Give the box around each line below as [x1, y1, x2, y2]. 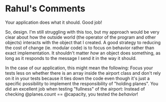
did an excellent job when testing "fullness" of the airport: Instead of [5, 86, 145, 92]
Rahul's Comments [5, 3, 85, 14]
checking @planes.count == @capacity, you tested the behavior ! [5, 91, 138, 97]
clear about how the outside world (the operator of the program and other [5, 34, 156, 40]
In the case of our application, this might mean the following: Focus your [5, 65, 153, 71]
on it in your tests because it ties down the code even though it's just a [5, 75, 150, 81]
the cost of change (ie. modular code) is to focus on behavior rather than [5, 45, 155, 51]
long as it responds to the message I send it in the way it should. [5, 55, 137, 61]
